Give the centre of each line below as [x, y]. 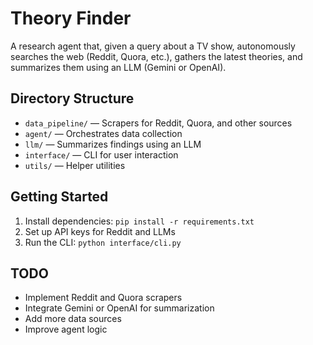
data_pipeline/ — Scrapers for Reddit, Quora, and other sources [158, 123]
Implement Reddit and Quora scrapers [103, 298]
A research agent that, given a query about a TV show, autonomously [153, 46]
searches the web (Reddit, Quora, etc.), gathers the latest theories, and [156, 56]
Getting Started [59, 197]
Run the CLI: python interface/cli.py [103, 242]
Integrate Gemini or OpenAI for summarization [119, 308]
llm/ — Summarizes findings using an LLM [113, 144]
